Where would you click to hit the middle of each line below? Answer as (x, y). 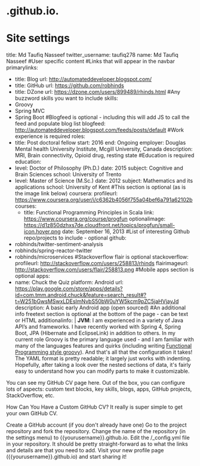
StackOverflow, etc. (30, 396)
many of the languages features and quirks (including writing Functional (103, 346)
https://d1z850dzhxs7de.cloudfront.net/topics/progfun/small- (99, 225)
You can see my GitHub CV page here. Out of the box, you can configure (96, 383)
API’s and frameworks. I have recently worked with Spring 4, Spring (98, 327)
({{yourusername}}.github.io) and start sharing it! (67, 457)
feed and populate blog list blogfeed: (60, 124)
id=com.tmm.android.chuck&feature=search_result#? (81, 295)
